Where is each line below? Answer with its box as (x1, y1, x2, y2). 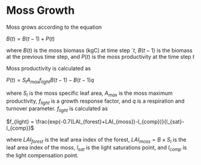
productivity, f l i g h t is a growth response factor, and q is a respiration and (6, 97, 185, 106)
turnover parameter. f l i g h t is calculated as (6, 105, 108, 114)
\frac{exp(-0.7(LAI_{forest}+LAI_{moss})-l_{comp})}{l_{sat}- (35, 118, 185, 125)
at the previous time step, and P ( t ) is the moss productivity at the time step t (6, 53, 194, 60)
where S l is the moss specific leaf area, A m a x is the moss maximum (6, 89, 173, 98)
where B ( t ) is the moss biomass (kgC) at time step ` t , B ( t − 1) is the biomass (6, 46, 193, 54)
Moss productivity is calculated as (6, 64, 91, 72)
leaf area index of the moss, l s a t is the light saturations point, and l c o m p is (6, 143, 187, 152)
